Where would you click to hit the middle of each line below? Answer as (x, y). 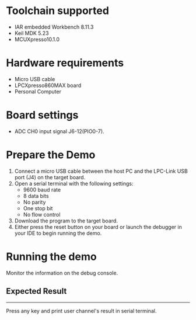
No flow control (42, 214)
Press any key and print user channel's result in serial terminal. (81, 311)
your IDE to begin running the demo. (58, 233)
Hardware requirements (65, 63)
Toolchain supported (58, 11)
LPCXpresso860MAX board (48, 85)
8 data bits (36, 196)
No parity (34, 202)
